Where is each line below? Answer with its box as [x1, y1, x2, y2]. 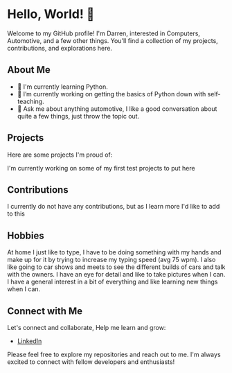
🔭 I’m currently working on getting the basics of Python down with [17, 89, 206, 98]
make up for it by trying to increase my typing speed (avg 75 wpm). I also [7, 256, 216, 264]
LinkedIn [17, 337, 42, 345]
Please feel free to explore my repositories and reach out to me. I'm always [7, 350, 221, 358]
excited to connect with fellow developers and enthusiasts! [7, 358, 175, 366]
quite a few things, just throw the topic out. [17, 112, 140, 120]
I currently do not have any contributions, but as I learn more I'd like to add [7, 202, 220, 211]
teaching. [17, 97, 44, 105]
